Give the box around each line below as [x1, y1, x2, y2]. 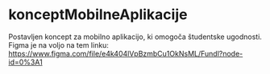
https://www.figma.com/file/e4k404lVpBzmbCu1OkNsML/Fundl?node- [8, 49, 243, 58]
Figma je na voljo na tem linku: [8, 40, 109, 49]
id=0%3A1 [8, 57, 43, 67]
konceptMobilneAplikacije [8, 6, 188, 24]
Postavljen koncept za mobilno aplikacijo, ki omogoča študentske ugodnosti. [8, 32, 262, 41]
